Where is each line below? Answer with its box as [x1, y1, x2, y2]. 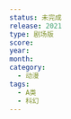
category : [9, 64, 47, 72]
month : [9, 55, 34, 64]
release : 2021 [9, 21, 63, 30]
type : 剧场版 [9, 30, 54, 38]
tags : [9, 80, 30, 89]
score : [9, 38, 34, 47]
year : [9, 47, 30, 55]
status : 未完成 [9, 13, 62, 22]
